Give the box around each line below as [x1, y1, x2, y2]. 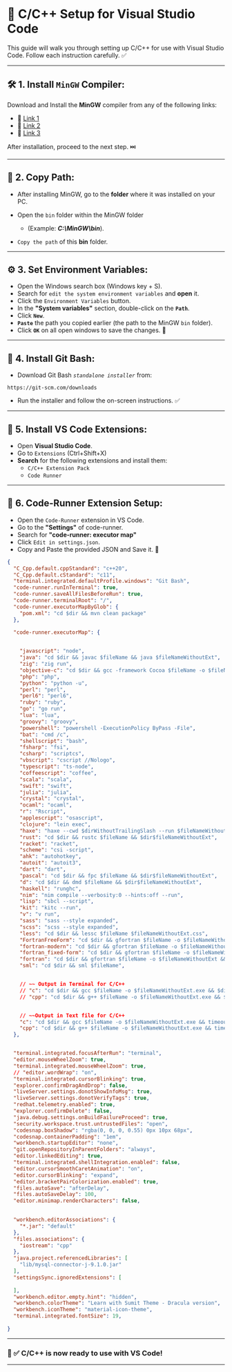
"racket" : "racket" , [19, 840, 79, 847]
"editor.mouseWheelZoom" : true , [13, 1056, 107, 1063]
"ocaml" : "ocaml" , [19, 802, 72, 809]
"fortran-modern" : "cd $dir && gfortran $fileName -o [19, 943, 177, 950]
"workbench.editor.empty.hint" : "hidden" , [13, 1293, 137, 1300]
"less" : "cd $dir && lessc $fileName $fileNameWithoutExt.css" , [19, 930, 209, 937]
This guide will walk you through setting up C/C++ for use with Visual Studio [7, 44, 224, 52]
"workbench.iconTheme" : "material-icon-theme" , [13, 1306, 153, 1313]
